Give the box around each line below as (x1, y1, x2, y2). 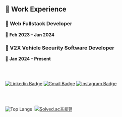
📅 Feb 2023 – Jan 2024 (5, 31, 54, 38)
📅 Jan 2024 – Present (5, 55, 51, 62)
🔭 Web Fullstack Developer (5, 20, 73, 27)
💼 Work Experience (5, 5, 67, 14)
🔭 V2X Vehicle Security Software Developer (5, 44, 114, 51)
